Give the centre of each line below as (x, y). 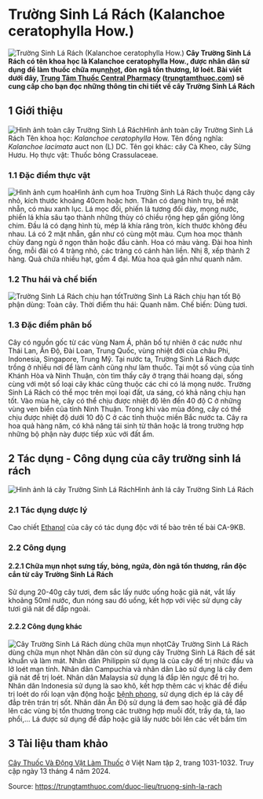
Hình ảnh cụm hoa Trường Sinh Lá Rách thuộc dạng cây (164, 192)
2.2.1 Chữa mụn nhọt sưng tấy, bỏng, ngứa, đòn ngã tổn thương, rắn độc (128, 566)
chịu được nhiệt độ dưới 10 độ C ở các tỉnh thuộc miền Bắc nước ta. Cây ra (128, 417)
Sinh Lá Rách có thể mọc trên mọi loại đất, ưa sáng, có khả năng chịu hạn (127, 392)
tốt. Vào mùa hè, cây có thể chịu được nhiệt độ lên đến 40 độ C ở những (125, 400)
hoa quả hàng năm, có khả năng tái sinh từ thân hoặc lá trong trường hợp (126, 425)
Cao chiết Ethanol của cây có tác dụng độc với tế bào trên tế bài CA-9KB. (127, 527)
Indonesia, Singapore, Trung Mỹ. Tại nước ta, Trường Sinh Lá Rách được (124, 359)
